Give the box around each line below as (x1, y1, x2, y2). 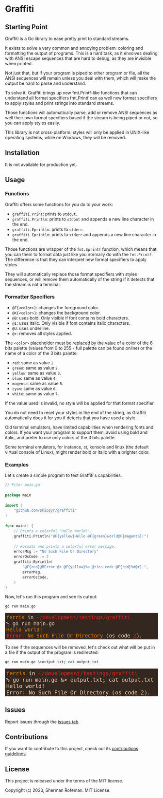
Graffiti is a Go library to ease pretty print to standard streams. (5, 36, 130, 41)
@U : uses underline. (12, 325, 50, 331)
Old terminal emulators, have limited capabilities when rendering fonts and (5, 424, 154, 430)
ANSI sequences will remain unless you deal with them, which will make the (5, 75, 156, 81)
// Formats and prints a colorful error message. (14, 544, 116, 549)
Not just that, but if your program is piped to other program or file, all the (5, 70, 150, 76)
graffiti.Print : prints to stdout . (12, 211, 78, 217)
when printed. (5, 61, 33, 66)
